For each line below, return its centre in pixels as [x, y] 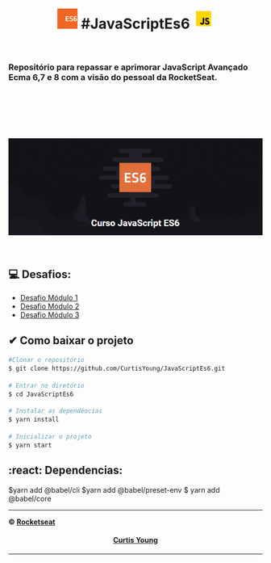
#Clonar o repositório [46, 360]
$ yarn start [30, 445]
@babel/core [30, 498]
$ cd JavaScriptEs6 [41, 394]
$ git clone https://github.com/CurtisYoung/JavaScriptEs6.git [117, 369]
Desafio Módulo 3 [50, 315]
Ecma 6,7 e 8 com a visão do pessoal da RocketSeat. [113, 77]
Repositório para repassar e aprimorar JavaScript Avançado [128, 67]
